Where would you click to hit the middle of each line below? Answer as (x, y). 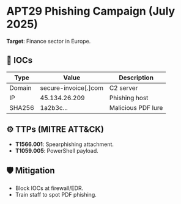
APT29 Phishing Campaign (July (91, 11)
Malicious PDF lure (136, 107)
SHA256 (22, 107)
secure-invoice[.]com (72, 88)
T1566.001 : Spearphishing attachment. (65, 144)
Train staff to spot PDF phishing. (56, 195)
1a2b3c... (54, 107)
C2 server (124, 88)
